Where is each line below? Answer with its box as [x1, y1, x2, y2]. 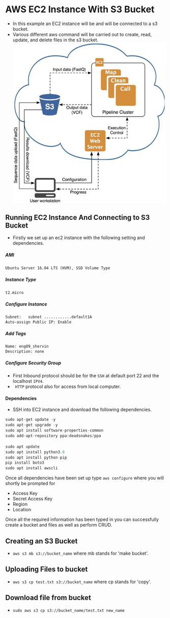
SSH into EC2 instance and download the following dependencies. [12, 406, 152, 413]
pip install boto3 [5, 460, 44, 466]
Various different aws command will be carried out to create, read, [12, 31, 152, 37]
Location [12, 507, 32, 513]
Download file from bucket [5, 593, 92, 602]
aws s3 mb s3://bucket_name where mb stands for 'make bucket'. [12, 550, 149, 556]
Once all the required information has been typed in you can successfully [5, 516, 159, 522]
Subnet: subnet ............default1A [5, 314, 93, 320]
